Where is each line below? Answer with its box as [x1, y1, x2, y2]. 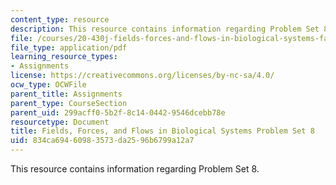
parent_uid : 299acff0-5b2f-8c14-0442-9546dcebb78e [10, 107, 226, 118]
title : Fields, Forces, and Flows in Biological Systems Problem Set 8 [10, 126, 315, 136]
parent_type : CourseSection [10, 98, 128, 108]
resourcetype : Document [10, 117, 110, 127]
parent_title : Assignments [10, 89, 123, 99]
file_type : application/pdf [10, 42, 128, 53]
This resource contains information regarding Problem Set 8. [10, 163, 260, 175]
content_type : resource [10, 14, 110, 25]
